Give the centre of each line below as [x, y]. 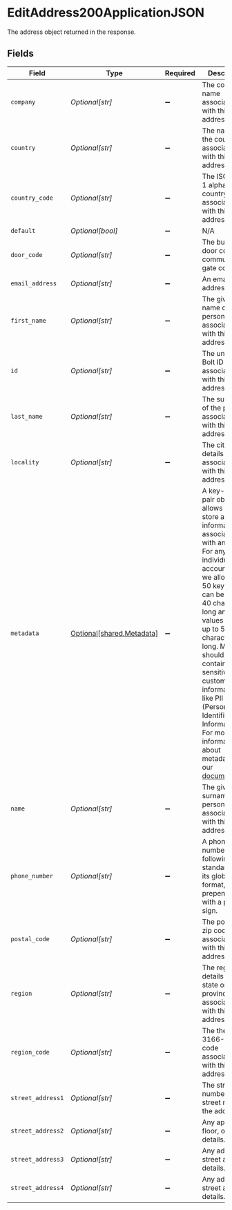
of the [212, 408]
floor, [211, 1131]
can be [213, 594]
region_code [30, 1052]
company [23, 102]
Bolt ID [213, 362]
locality [25, 462]
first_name [28, 320]
